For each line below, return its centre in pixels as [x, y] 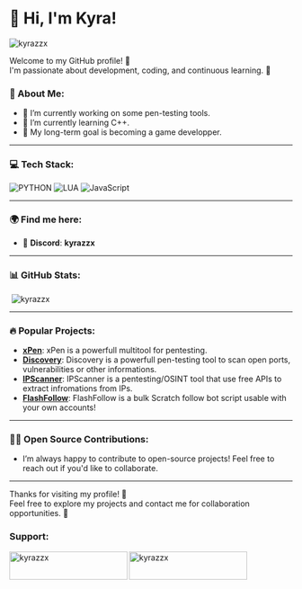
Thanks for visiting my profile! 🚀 [68, 495]
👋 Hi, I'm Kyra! [63, 18]
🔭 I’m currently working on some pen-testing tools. [116, 113]
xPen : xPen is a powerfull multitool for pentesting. [115, 351]
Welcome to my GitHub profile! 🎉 [70, 60]
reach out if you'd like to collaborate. [90, 469]
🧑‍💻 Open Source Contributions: [79, 440]
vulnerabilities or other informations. [89, 370]
